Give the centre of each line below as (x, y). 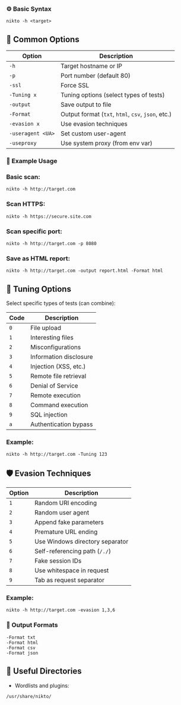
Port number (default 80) (95, 76)
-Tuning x (23, 95)
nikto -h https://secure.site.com (49, 216)
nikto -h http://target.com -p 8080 (51, 243)
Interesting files (52, 338)
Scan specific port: (34, 231)
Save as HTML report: (38, 258)
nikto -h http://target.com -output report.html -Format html (85, 271)
